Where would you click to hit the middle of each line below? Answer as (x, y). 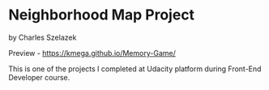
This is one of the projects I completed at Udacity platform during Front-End (135, 69)
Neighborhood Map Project (102, 15)
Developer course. (39, 77)
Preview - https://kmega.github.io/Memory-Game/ (92, 53)
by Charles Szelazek (43, 37)
